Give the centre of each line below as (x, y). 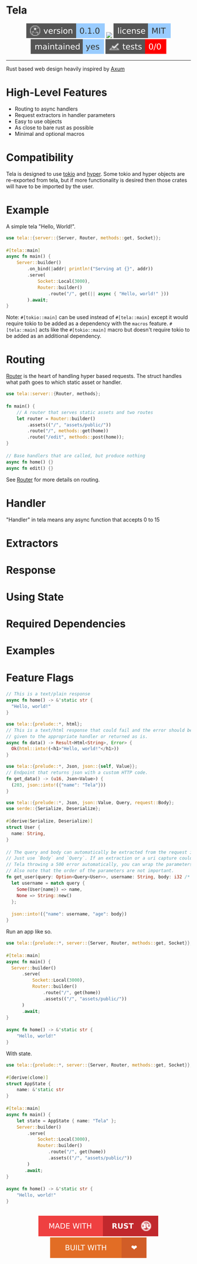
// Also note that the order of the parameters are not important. (90, 871)
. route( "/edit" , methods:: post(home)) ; (76, 437)
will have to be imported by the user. (50, 186)
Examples (30, 651)
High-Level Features (57, 93)
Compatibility (40, 158)
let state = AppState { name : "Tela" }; (67, 1121)
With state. (19, 1054)
